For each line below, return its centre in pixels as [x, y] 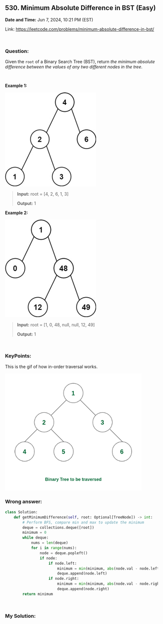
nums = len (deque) [49, 543]
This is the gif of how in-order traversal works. [51, 367]
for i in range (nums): [54, 548]
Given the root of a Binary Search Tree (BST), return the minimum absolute [80, 62]
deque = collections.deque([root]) [58, 527]
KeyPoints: [18, 356]
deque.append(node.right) [83, 589]
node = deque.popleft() [64, 553]
